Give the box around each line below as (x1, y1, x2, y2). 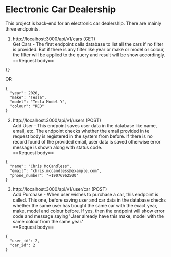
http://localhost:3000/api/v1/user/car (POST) (12, 186, 107, 192)
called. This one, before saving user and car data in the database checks (12, 197, 166, 203)
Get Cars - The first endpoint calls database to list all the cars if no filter (12, 41, 164, 47)
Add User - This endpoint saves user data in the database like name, (12, 122, 157, 128)
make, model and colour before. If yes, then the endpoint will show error (12, 208, 165, 214)
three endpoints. (5, 25, 40, 32)
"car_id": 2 (10, 243, 36, 248)
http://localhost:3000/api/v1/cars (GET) (12, 36, 96, 42)
